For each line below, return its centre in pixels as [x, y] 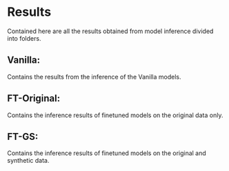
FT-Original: [34, 98]
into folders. [24, 38]
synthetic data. [28, 161]
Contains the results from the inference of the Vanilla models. [94, 77]
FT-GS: [23, 136]
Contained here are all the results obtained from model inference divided [110, 31]
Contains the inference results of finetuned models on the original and [107, 153]
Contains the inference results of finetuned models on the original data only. [115, 115]
